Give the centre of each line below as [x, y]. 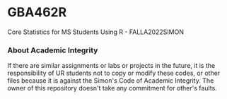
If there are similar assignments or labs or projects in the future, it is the [111, 66]
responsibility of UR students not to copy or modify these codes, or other [114, 73]
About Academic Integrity [53, 50]
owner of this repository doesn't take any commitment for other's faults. [112, 88]
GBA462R [37, 12]
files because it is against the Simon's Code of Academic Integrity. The [111, 81]
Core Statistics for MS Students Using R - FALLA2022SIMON [96, 32]
